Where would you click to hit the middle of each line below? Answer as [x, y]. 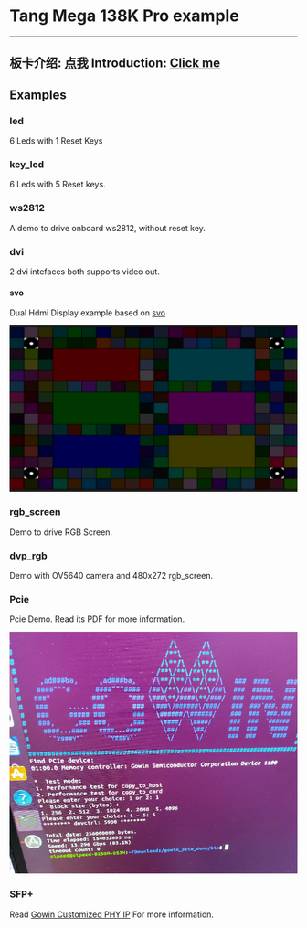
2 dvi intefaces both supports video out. [85, 272]
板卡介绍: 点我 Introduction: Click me [115, 64]
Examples [38, 95]
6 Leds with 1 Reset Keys [56, 141]
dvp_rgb [28, 556]
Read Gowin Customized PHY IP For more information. [112, 914]
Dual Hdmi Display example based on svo [88, 313]
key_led [26, 164]
